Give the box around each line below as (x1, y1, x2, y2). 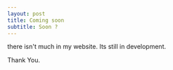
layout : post (7, 10, 46, 17)
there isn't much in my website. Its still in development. (7, 43, 167, 51)
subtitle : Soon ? (7, 23, 58, 30)
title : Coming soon (7, 17, 65, 24)
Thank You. (7, 56, 41, 64)
